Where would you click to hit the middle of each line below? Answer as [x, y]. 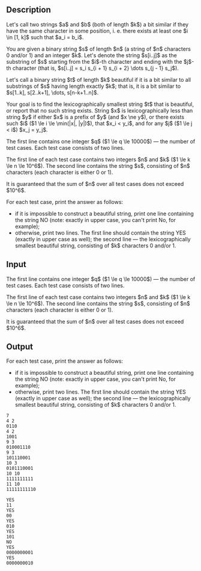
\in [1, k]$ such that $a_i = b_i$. [45, 37]
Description [28, 10]
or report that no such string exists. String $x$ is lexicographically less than [100, 110]
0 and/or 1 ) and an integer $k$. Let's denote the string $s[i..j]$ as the [91, 55]
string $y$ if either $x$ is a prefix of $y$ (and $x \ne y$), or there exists [95, 117]
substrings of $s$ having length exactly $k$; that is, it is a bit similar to [94, 86]
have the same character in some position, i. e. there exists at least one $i [97, 31]
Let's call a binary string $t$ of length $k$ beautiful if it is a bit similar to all [98, 79]
